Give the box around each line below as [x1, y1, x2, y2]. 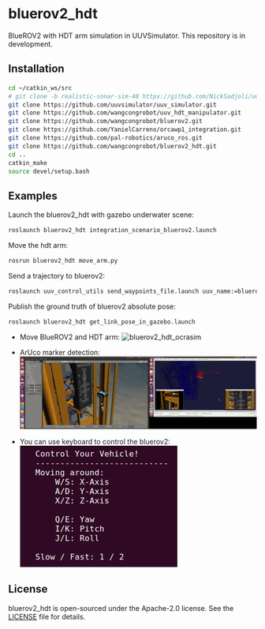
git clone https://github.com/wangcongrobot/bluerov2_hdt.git [8, 142, 217, 150]
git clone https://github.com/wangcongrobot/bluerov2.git [8, 118, 203, 125]
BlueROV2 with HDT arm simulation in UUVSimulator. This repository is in [8, 31, 246, 40]
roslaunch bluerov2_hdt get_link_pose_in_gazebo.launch [8, 317, 196, 326]
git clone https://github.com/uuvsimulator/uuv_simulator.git [8, 100, 217, 109]
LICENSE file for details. [8, 612, 86, 621]
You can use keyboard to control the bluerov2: [19, 436, 171, 446]
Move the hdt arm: [8, 241, 69, 250]
